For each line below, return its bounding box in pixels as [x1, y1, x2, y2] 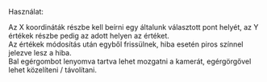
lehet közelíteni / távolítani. [8, 65, 98, 75]
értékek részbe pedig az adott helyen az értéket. [8, 31, 169, 40]
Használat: [8, 7, 44, 16]
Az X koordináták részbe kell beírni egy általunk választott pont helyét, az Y [8, 23, 259, 31]
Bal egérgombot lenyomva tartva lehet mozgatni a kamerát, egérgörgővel [8, 56, 252, 66]
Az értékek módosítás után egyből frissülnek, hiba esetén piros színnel [8, 39, 244, 49]
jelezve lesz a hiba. [8, 48, 73, 57]
